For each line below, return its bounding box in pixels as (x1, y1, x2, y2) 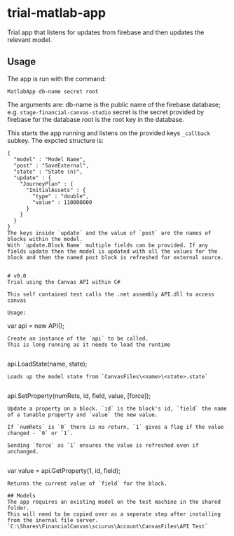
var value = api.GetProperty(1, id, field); (7, 466, 121, 474)
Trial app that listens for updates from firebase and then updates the (7, 28, 205, 36)
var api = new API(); (7, 321, 65, 330)
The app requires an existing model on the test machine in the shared (7, 498, 221, 505)
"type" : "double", (32, 193, 90, 200)
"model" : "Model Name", (13, 156, 86, 163)
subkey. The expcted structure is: (7, 136, 104, 144)
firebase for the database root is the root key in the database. (7, 115, 184, 123)
